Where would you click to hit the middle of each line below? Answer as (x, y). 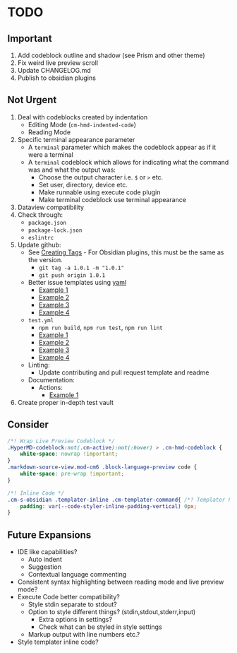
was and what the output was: (72, 170)
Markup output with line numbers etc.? (84, 635)
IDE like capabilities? (47, 552)
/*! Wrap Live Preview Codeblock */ (61, 441)
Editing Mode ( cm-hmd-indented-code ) (82, 124)
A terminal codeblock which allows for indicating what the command (128, 162)
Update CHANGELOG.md (54, 70)
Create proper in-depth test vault (66, 402)
